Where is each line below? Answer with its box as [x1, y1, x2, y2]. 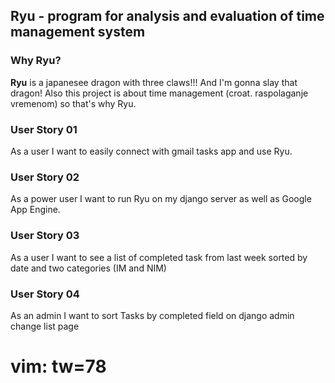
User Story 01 [10, 122, 78, 136]
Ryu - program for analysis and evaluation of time [10, 8, 325, 25]
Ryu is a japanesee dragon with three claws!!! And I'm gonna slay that [10, 76, 298, 88]
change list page [10, 320, 80, 332]
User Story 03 [10, 229, 80, 243]
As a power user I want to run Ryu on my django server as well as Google [10, 193, 312, 205]
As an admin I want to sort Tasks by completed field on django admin [10, 309, 295, 321]
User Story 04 [10, 287, 80, 301]
